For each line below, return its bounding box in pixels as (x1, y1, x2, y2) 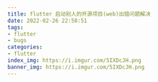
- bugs (7, 37, 27, 44)
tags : (7, 24, 23, 31)
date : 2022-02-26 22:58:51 (7, 17, 88, 24)
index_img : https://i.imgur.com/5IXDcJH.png (7, 57, 142, 64)
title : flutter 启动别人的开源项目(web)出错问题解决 (7, 10, 151, 18)
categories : (7, 43, 43, 51)
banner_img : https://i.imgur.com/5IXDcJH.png (7, 63, 144, 71)
